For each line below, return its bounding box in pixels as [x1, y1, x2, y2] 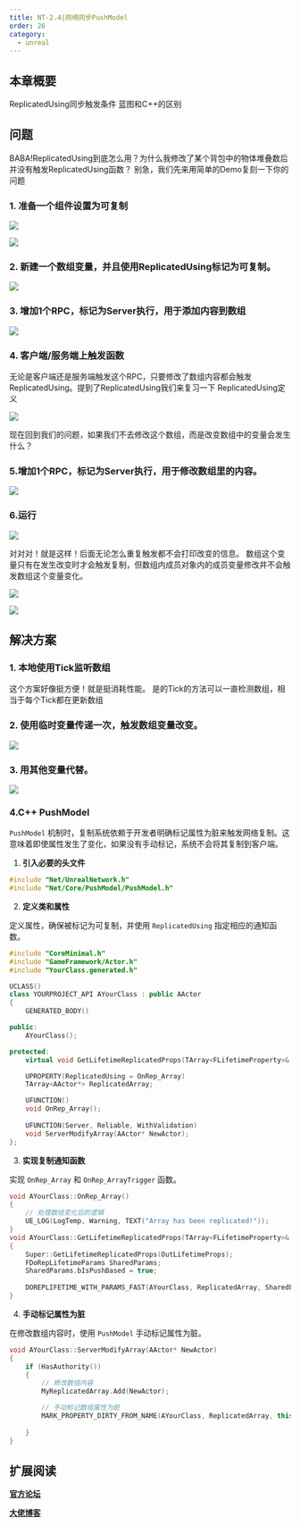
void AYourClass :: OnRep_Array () [9, 1192, 129, 1201]
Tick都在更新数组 [39, 694, 104, 706]
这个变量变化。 [32, 570, 87, 581]
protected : [9, 1047, 50, 1056]
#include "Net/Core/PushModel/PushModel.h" [9, 884, 174, 893]
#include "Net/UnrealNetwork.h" [9, 876, 129, 885]
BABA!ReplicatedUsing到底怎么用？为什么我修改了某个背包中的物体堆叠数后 [9, 153, 288, 163]
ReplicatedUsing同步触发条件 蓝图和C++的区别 [9, 99, 182, 110]
